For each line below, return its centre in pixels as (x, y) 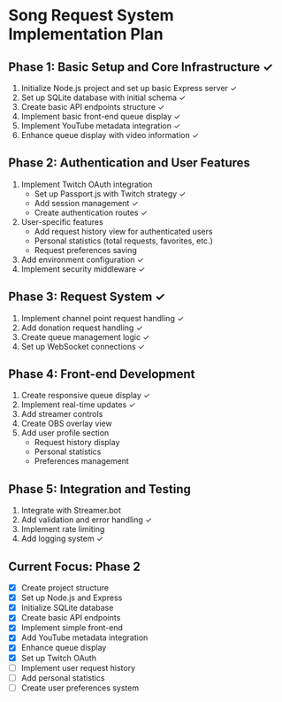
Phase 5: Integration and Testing (100, 489)
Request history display (77, 443)
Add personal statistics (63, 677)
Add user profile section (65, 433)
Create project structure (65, 588)
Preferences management (81, 461)
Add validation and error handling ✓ (86, 520)
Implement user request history (78, 667)
